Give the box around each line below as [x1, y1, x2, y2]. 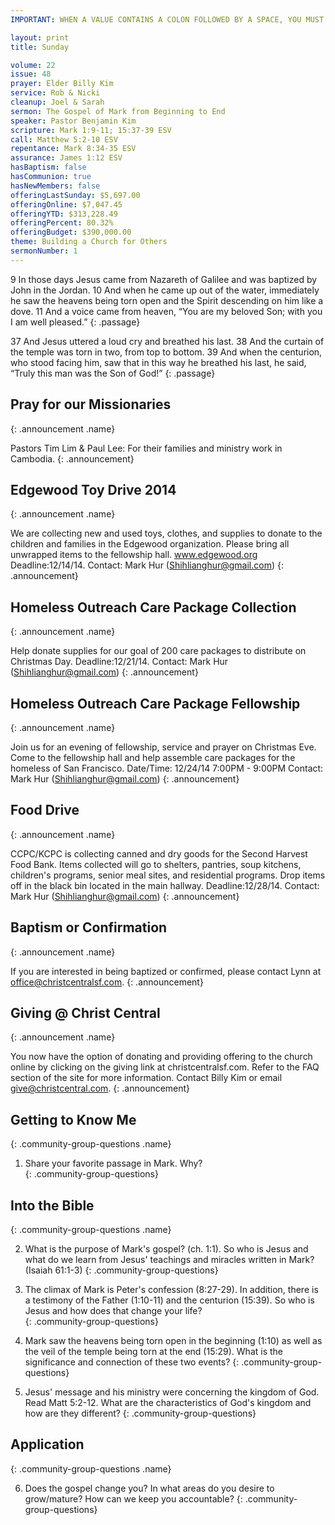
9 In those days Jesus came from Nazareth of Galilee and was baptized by [10, 273, 318, 285]
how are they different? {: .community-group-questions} [24, 1407, 257, 1420]
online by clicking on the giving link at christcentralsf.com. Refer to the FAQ [10, 1061, 320, 1073]
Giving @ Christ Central [10, 1005, 161, 1022]
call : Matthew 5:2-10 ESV [10, 134, 118, 145]
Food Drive [10, 802, 80, 819]
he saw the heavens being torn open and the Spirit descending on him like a [10, 294, 324, 306]
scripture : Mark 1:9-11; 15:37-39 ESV [10, 125, 172, 135]
